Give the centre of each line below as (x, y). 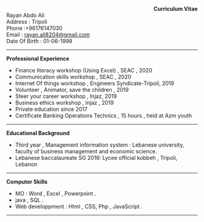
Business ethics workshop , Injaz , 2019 (64, 102)
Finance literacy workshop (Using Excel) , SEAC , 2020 (84, 70)
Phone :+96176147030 (34, 28)
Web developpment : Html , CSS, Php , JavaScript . (79, 206)
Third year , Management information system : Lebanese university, (100, 145)
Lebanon (26, 164)
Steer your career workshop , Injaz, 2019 (66, 96)
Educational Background (38, 133)
